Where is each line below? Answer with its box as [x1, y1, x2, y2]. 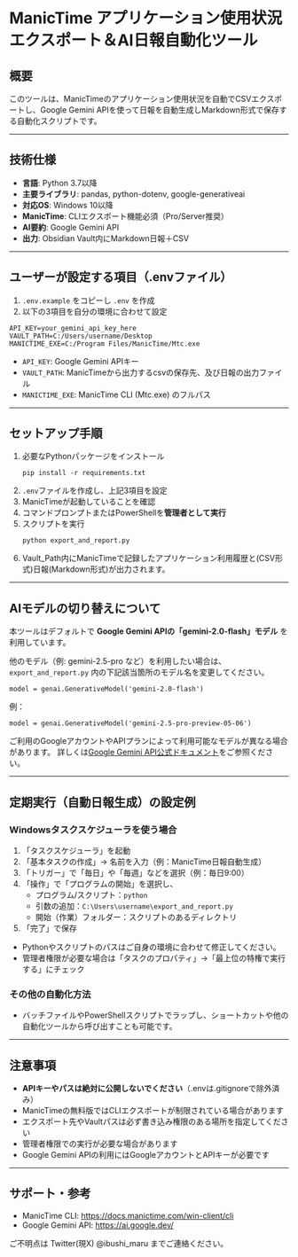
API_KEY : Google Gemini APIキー [21, 355, 139, 366]
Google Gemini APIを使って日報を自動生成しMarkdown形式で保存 [39, 105, 279, 115]
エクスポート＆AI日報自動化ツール [9, 30, 258, 51]
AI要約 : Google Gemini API [21, 222, 120, 232]
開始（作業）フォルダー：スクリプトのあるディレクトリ [35, 911, 238, 922]
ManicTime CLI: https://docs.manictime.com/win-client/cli [21, 1210, 234, 1221]
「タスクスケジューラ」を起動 [21, 845, 131, 855]
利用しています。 [9, 637, 71, 648]
